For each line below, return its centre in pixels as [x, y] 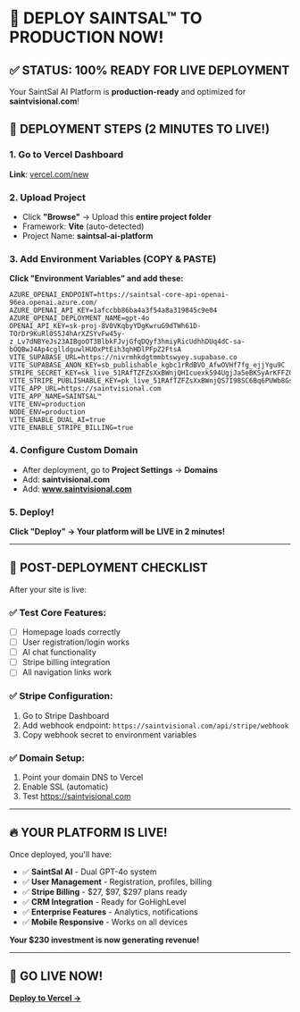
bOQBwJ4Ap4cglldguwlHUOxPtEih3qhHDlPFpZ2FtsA [95, 350]
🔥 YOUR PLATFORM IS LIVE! [88, 833]
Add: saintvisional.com [66, 479]
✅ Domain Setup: [47, 757]
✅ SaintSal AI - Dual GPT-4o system [89, 872]
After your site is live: [48, 589]
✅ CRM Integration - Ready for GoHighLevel [104, 901]
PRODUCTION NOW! [87, 37]
